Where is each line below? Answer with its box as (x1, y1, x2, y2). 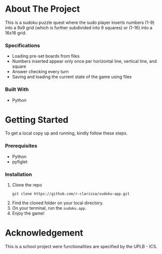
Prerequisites (5, 142, 37, 149)
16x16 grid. (5, 30, 27, 36)
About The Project (5, 3, 80, 15)
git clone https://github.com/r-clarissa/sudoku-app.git (12, 192, 130, 196)
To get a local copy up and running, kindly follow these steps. (5, 130, 128, 136)
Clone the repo (12, 182, 42, 188)
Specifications (5, 42, 40, 49)
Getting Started (5, 114, 69, 125)
